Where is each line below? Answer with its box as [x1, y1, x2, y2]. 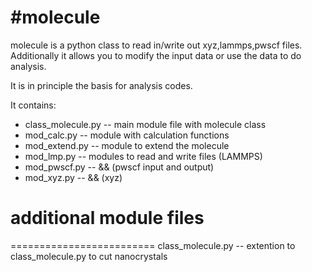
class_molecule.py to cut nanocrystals [10, 250, 168, 262]
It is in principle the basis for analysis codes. [10, 79, 193, 91]
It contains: [10, 99, 57, 111]
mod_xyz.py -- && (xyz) [24, 171, 123, 183]
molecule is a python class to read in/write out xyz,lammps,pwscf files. [10, 39, 303, 51]
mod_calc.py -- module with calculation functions [24, 129, 230, 141]
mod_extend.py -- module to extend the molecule [24, 139, 230, 151]
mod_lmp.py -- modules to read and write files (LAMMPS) [24, 150, 263, 162]
